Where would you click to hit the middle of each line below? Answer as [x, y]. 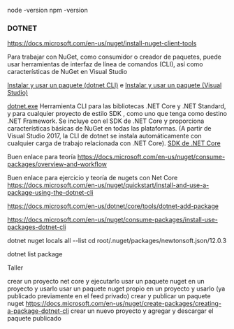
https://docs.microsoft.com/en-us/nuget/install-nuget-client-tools [102, 43]
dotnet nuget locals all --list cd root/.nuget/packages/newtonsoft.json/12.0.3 [117, 241]
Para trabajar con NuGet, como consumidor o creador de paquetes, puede [115, 57]
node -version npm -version [48, 10]
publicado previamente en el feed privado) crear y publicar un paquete [109, 296]
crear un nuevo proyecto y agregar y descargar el [142, 311]
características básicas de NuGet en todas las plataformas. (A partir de [109, 129]
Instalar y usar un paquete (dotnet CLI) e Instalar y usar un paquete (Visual [115, 85]
